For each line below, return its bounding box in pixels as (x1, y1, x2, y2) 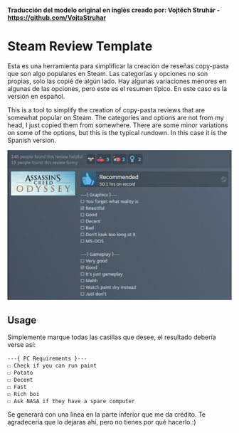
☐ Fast (7, 384, 27, 391)
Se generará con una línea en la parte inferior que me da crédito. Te (7, 410, 206, 419)
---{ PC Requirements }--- (7, 356, 87, 363)
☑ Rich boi (7, 391, 40, 398)
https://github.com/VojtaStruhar (7, 13, 107, 21)
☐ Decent (7, 377, 33, 384)
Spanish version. (7, 136, 57, 144)
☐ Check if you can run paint (7, 363, 97, 370)
